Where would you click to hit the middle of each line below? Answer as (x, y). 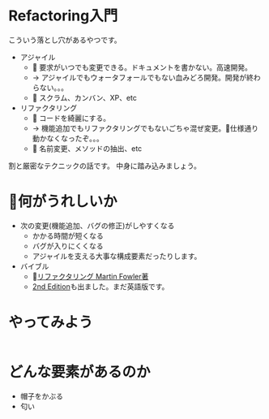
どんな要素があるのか (80, 372)
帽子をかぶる (41, 396)
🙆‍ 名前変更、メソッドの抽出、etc (87, 148)
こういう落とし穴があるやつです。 (65, 40)
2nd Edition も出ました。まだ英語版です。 (100, 286)
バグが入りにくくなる (68, 246)
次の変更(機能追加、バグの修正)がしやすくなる (97, 225)
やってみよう (51, 323)
